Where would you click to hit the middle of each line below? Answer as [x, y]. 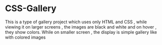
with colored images [26, 37]
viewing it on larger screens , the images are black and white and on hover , [81, 27]
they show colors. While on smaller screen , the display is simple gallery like [81, 32]
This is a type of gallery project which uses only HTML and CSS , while [76, 22]
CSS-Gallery [31, 8]
